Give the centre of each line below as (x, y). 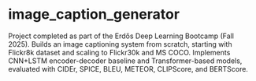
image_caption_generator (94, 14)
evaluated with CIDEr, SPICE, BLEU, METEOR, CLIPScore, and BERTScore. (128, 69)
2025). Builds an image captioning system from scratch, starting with (120, 44)
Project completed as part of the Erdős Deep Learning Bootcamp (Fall (121, 36)
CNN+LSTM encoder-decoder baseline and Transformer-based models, (125, 61)
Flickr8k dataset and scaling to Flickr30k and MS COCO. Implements (119, 52)
